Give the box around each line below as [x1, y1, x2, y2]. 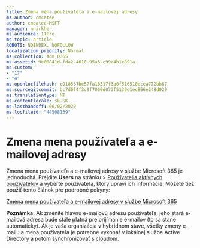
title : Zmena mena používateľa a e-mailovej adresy [6, 8, 138, 15]
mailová [6, 216, 26, 223]
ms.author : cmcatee [6, 14, 55, 20]
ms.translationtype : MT [6, 92, 66, 98]
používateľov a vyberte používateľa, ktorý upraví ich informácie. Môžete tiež [6, 180, 195, 187]
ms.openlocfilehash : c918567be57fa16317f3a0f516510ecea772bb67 [6, 81, 168, 87]
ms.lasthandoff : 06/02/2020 [6, 103, 77, 110]
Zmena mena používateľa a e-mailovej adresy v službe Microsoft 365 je [6, 167, 183, 174]
